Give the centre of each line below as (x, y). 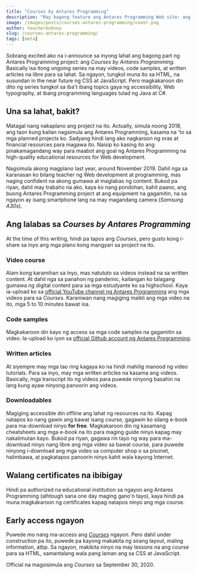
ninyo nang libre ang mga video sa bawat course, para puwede (108, 444)
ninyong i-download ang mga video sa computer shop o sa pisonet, (88, 450)
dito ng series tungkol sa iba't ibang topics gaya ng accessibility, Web (91, 87)
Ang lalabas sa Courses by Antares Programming (98, 224)
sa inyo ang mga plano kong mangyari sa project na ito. (88, 245)
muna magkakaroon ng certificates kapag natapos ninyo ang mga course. (96, 502)
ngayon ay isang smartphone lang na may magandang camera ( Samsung (95, 199)
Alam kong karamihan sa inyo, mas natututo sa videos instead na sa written (97, 273)
